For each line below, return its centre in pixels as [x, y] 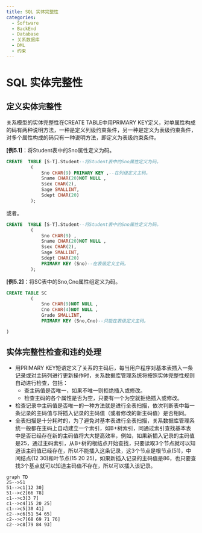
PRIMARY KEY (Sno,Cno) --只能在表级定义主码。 [95, 321]
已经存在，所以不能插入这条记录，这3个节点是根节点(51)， [114, 450]
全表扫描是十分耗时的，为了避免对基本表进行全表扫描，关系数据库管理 [102, 420]
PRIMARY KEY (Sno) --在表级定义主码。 [85, 263]
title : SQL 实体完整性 [33, 12]
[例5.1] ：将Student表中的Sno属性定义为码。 [61, 150]
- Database [25, 34]
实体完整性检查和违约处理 [54, 352]
